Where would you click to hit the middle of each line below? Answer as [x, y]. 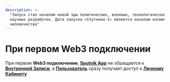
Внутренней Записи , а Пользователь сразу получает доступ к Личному [84, 68]
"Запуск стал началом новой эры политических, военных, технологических [88, 15]
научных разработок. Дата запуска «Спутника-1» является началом [80, 19]
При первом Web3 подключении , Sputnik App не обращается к [75, 63]
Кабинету [16, 74]
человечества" [25, 24]
